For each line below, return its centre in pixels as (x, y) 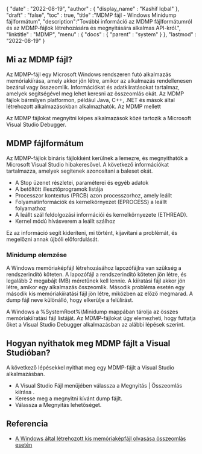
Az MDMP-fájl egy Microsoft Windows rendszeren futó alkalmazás (89, 74)
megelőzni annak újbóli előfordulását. (53, 239)
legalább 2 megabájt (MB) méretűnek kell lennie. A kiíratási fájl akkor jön (96, 281)
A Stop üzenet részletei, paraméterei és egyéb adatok (82, 182)
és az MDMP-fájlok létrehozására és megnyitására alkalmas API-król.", (93, 28)
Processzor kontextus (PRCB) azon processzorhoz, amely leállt (93, 195)
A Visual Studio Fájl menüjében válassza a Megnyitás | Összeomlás (99, 385)
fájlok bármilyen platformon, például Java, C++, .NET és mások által (90, 100)
